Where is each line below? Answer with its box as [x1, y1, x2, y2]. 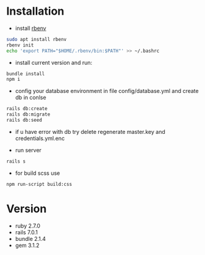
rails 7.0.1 [15, 228, 38, 236]
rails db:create [6, 106, 48, 112]
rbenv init [6, 42, 34, 48]
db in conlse [15, 94, 47, 102]
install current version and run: [15, 59, 93, 66]
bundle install [6, 70, 45, 77]
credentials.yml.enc [15, 135, 65, 142]
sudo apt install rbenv [6, 36, 67, 42]
